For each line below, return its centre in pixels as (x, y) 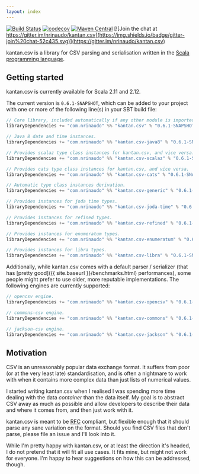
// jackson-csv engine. (36, 329)
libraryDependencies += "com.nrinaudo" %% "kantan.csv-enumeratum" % (94, 239)
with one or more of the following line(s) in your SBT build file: (81, 110)
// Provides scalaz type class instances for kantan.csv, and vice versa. (100, 153)
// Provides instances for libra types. (57, 250)
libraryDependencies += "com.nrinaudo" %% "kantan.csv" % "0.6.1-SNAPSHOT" (102, 126)
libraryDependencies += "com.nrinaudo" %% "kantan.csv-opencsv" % (90, 302)
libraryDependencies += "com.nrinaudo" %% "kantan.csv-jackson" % (90, 334)
